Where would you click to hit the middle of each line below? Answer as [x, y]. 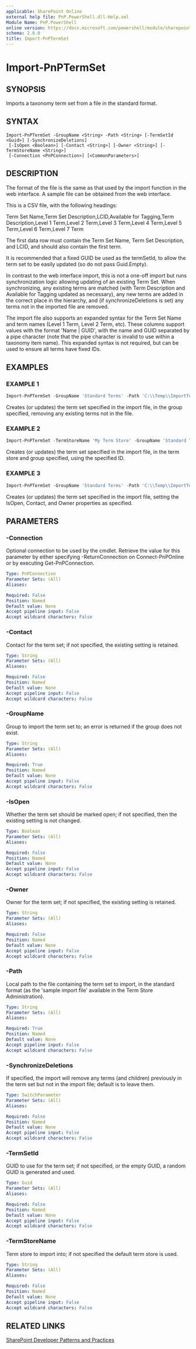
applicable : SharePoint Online [44, 11]
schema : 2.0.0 [23, 33]
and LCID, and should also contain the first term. [64, 246]
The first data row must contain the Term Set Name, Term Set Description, [95, 240]
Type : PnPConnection [31, 574]
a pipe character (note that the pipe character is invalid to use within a [90, 337]
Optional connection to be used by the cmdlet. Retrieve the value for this [93, 551]
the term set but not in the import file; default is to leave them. [80, 1084]
